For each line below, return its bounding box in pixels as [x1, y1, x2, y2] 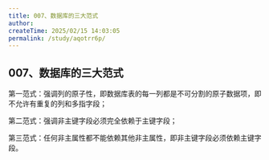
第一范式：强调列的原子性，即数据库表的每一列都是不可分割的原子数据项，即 [8, 89, 262, 99]
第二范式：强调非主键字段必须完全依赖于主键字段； [8, 116, 177, 125]
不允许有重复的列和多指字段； [8, 99, 107, 109]
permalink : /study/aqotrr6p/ [8, 34, 106, 43]
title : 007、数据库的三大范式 [8, 11, 99, 20]
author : [8, 19, 35, 27]
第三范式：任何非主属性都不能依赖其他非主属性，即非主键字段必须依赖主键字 [8, 133, 262, 143]
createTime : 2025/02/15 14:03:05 [8, 27, 120, 35]
